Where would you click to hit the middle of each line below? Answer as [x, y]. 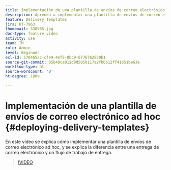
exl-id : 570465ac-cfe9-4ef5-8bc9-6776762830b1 [55, 57]
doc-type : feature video [32, 34]
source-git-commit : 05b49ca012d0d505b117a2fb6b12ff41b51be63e [73, 62]
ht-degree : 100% [22, 76]
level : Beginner [22, 52]
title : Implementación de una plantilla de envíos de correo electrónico [85, 10]
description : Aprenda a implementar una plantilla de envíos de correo [83, 15]
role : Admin [18, 48]
